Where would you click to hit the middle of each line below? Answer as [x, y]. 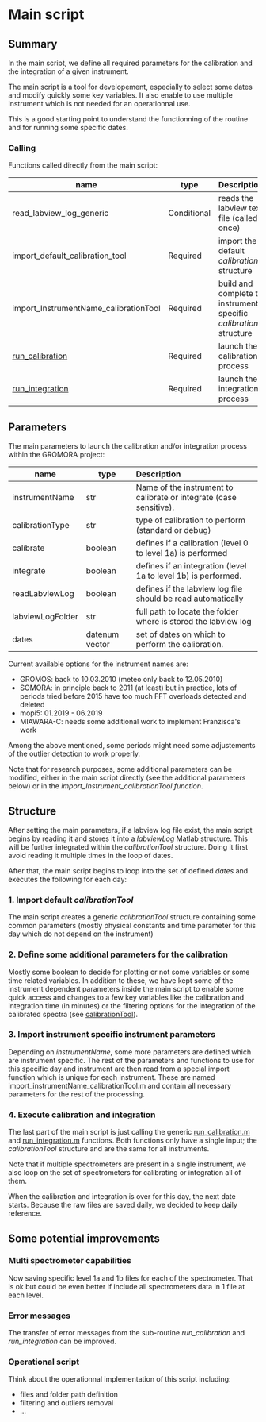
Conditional [190, 214]
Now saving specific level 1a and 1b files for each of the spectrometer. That [131, 1278]
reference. [25, 1213]
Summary [33, 44]
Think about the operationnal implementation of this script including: [120, 1379]
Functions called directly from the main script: [83, 165]
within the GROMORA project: [57, 455]
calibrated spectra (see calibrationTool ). [73, 1014]
